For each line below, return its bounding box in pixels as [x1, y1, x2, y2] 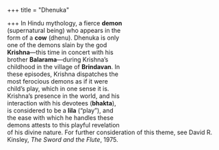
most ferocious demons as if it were [7, 77, 108, 85]
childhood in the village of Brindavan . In [7, 63, 120, 71]
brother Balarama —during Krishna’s [7, 55, 109, 64]
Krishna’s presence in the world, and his [7, 92, 120, 100]
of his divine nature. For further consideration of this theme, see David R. [7, 128, 213, 136]
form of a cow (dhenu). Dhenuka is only [7, 34, 120, 42]
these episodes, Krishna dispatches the [7, 70, 118, 78]
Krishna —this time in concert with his [7, 48, 114, 56]
